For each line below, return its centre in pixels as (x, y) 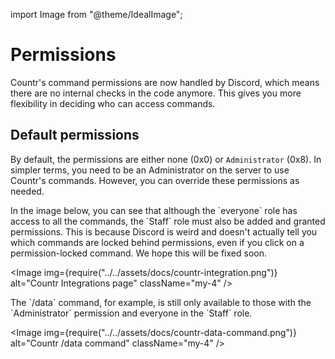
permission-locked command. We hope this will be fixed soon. (138, 253)
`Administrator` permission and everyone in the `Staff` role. (131, 313)
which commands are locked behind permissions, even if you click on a (157, 242)
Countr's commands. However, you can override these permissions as (155, 180)
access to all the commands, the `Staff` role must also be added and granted (168, 221)
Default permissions (75, 135)
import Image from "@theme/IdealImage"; (96, 14)
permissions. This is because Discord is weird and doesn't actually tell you (164, 231)
